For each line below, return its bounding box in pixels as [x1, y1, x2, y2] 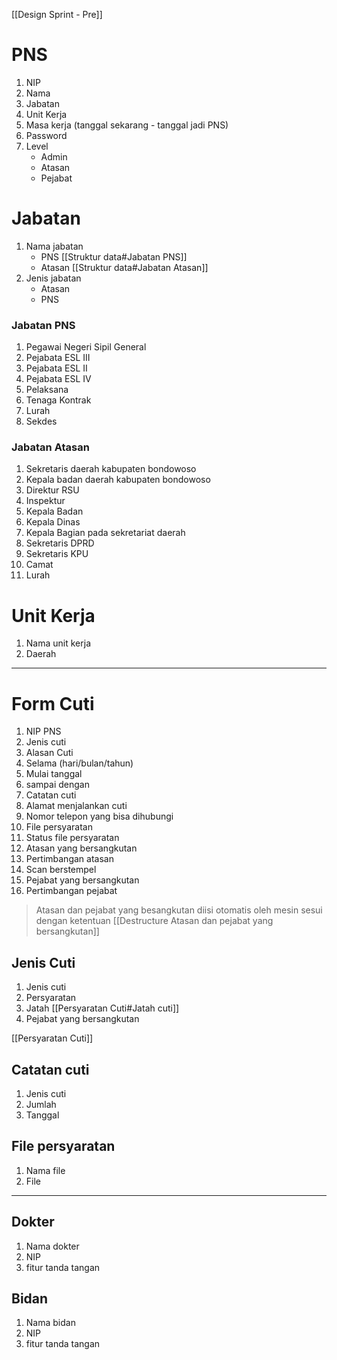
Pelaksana [25, 384, 69, 396]
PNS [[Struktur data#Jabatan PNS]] [40, 250, 188, 263]
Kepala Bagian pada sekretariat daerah [25, 527, 186, 539]
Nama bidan [25, 1317, 76, 1329]
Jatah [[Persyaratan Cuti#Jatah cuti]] [25, 1002, 180, 1014]
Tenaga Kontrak [25, 394, 92, 406]
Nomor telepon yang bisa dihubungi [25, 810, 174, 823]
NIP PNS [25, 725, 62, 738]
